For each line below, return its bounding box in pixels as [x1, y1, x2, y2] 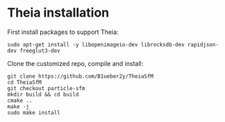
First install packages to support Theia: [7, 28, 119, 36]
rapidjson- [187, 41, 219, 48]
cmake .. [7, 97, 33, 104]
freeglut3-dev [19, 47, 60, 54]
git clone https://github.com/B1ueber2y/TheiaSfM [7, 73, 154, 80]
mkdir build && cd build [7, 91, 79, 98]
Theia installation [7, 5, 110, 21]
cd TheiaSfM [7, 78, 42, 86]
